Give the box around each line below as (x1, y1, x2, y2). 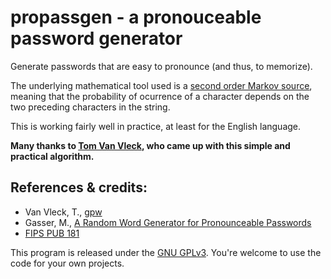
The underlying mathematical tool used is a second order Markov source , (10, 79, 313, 91)
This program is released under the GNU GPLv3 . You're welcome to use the (10, 246, 322, 258)
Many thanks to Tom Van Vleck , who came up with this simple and (10, 139, 291, 151)
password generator (10, 27, 183, 50)
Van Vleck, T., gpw (24, 206, 103, 218)
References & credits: (10, 179, 148, 196)
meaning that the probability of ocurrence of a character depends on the (10, 90, 310, 102)
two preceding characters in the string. (10, 101, 171, 113)
